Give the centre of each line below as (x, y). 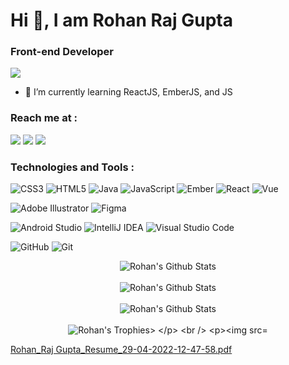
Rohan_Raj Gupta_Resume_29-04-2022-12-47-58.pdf (121, 350)
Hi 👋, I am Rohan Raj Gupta (122, 20)
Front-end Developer (62, 52)
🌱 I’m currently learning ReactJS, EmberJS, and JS (128, 92)
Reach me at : (44, 118)
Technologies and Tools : (72, 167)
